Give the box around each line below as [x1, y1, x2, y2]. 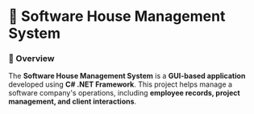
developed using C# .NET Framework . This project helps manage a [8, 79, 232, 89]
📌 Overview [8, 53, 55, 64]
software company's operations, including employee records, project [8, 88, 240, 98]
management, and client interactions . [8, 96, 137, 107]
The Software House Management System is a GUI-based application [8, 71, 246, 81]
